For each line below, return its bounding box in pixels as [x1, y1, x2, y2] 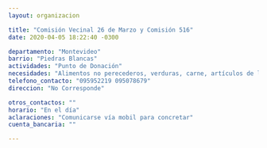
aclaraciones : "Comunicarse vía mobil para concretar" [8, 113, 194, 121]
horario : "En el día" [8, 106, 80, 114]
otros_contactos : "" [8, 98, 77, 107]
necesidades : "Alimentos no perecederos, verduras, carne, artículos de [8, 70, 254, 78]
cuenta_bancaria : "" [8, 120, 77, 129]
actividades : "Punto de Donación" [8, 63, 123, 70]
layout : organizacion [8, 11, 80, 20]
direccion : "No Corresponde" [8, 84, 105, 92]
